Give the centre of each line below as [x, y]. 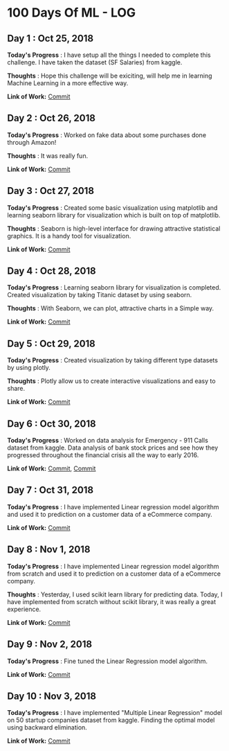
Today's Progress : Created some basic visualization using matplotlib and [112, 207]
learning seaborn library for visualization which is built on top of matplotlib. [114, 215]
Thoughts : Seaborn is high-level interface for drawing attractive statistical [114, 228]
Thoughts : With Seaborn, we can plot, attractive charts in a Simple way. [111, 308]
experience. [24, 609]
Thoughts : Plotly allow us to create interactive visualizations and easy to [111, 381]
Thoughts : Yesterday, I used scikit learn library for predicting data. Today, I [115, 594]
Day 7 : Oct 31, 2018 [51, 490]
